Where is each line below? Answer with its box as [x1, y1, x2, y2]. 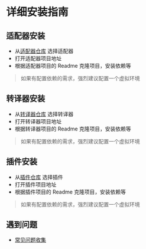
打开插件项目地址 [14, 181, 57, 188]
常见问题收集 [14, 237, 46, 244]
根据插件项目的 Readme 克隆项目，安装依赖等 [14, 188, 126, 195]
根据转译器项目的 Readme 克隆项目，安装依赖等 [14, 125, 131, 132]
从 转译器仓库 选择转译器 [14, 110, 74, 117]
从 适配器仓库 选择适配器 [14, 48, 74, 54]
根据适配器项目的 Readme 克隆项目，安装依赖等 [14, 63, 131, 69]
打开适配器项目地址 [14, 55, 62, 62]
